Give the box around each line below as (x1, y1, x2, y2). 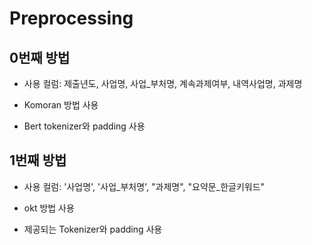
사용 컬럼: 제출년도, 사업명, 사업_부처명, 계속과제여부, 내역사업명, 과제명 (23, 78, 303, 89)
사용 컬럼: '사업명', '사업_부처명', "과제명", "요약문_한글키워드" (23, 180, 266, 192)
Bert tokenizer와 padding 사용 (23, 120, 146, 132)
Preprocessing (9, 7, 134, 30)
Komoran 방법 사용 (23, 99, 99, 111)
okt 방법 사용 (23, 202, 75, 214)
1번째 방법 (9, 152, 67, 169)
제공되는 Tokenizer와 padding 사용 (23, 223, 163, 235)
